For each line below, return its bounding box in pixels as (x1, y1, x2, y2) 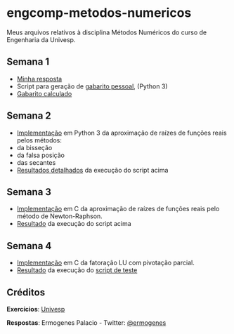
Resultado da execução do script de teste (16, 266, 138, 274)
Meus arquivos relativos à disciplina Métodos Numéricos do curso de (6, 28, 207, 36)
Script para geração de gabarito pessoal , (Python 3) (16, 82, 168, 91)
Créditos (6, 286, 46, 298)
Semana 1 (6, 56, 50, 68)
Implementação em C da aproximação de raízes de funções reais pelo (16, 205, 220, 213)
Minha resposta (16, 74, 63, 83)
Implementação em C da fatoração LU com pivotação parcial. (16, 258, 195, 267)
